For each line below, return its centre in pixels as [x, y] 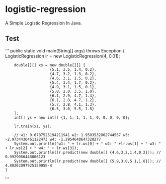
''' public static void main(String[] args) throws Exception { [65, 50]
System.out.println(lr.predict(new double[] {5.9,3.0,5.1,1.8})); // [88, 161]
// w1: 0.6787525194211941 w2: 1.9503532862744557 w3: [72, 135]
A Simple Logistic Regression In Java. [43, 23]
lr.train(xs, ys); [33, 126]
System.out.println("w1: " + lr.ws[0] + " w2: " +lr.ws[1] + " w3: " [88, 144]
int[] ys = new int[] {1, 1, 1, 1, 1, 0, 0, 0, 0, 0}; [72, 117]
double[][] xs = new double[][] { [50, 65]
